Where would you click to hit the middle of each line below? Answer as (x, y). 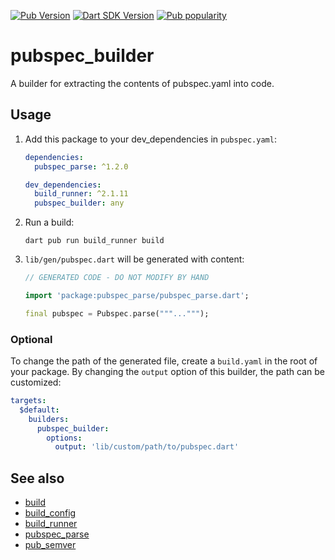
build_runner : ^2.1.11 (81, 194)
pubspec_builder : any (79, 203)
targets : (28, 401)
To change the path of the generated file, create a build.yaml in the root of (164, 361)
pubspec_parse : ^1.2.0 (81, 166)
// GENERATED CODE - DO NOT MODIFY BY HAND (117, 278)
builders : (49, 419)
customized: (36, 382)
